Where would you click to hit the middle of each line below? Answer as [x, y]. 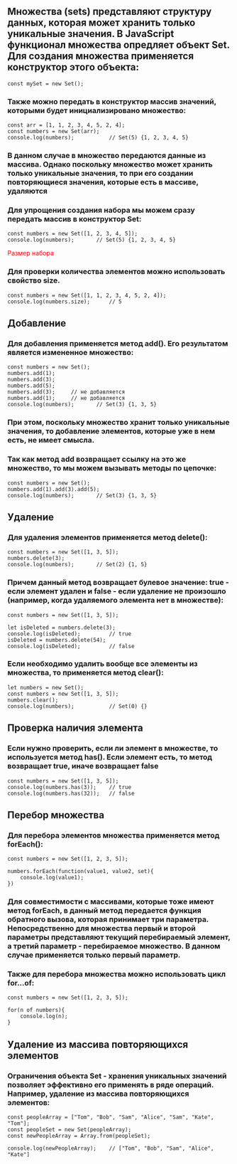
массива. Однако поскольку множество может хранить [110, 164]
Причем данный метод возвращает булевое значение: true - [118, 583]
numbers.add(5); [31, 386]
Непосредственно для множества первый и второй [102, 928]
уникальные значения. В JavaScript [91, 34]
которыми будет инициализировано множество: [97, 110]
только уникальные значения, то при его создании [100, 174]
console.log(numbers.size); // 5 [65, 302]
